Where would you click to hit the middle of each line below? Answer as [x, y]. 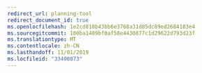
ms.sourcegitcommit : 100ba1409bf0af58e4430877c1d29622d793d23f [101, 33]
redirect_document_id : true [48, 20]
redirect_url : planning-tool [50, 14]
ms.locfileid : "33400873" [45, 59]
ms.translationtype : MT [42, 40]
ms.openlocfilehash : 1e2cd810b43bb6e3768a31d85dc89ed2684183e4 [101, 26]
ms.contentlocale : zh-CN [43, 46]
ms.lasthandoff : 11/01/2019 [48, 53]
